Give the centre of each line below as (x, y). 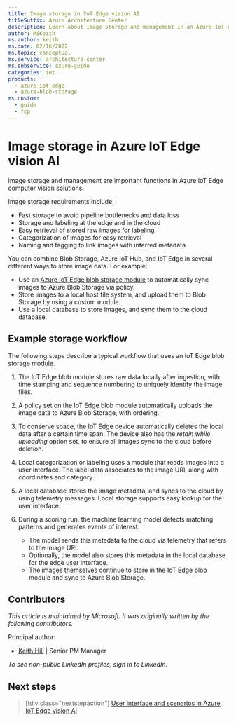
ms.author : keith (33, 40)
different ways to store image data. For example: (78, 266)
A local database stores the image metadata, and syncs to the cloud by (120, 491)
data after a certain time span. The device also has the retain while (114, 434)
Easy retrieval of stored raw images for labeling (86, 230)
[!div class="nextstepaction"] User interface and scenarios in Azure (123, 703)
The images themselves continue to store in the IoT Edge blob (118, 570)
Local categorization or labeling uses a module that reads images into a (121, 462)
